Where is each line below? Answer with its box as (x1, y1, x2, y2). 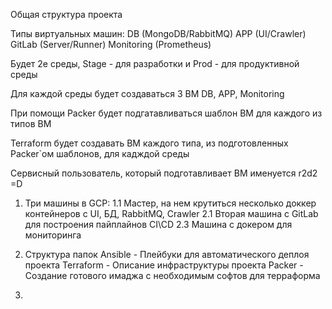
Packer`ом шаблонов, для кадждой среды (10, 148, 190, 159)
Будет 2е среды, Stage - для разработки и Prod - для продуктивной (10, 58, 300, 69)
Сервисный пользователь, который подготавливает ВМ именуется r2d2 (10, 167, 318, 179)
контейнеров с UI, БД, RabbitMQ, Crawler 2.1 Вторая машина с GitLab (24, 208, 319, 219)
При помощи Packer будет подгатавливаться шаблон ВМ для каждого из (10, 107, 323, 119)
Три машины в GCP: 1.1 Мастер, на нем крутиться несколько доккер (24, 197, 317, 209)
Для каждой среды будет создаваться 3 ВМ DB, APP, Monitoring (10, 88, 285, 99)
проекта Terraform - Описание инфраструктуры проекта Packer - (24, 259, 304, 271)
